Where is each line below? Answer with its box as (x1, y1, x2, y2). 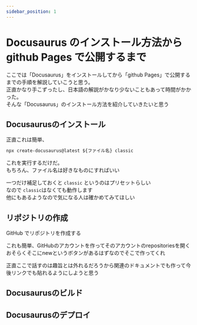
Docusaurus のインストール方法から (6, 36, 183, 49)
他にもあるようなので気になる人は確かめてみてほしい (6, 194, 135, 201)
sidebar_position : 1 (6, 8, 57, 15)
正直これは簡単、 (6, 136, 48, 143)
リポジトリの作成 (6, 213, 68, 223)
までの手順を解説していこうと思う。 (6, 78, 94, 85)
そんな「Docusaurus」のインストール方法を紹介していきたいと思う (6, 101, 169, 108)
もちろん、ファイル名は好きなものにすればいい (6, 167, 120, 174)
